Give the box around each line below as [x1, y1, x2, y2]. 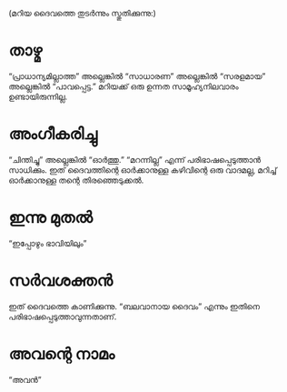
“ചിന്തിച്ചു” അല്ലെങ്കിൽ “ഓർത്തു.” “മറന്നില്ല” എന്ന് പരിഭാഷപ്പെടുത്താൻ [8, 154, 261, 165]
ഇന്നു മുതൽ [8, 207, 93, 228]
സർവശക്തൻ [8, 270, 114, 290]
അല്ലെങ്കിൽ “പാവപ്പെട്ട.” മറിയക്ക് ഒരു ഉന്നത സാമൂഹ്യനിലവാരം [8, 81, 239, 92]
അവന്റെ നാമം [8, 343, 115, 364]
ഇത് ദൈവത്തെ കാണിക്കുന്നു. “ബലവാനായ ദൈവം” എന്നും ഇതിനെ [8, 300, 261, 312]
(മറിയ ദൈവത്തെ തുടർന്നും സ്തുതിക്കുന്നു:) [8, 8, 156, 18]
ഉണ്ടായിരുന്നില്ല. [8, 91, 68, 102]
